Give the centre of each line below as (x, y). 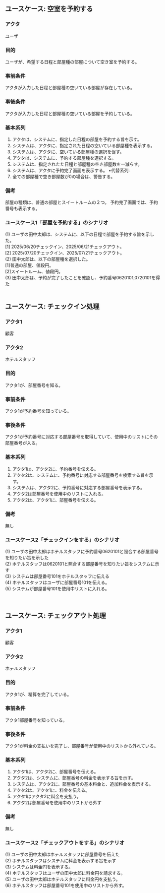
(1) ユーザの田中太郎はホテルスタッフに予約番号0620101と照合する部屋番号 (82, 552)
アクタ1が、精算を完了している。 (38, 694)
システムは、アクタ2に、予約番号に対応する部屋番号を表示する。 (79, 487)
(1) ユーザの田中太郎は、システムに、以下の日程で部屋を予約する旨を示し (80, 234)
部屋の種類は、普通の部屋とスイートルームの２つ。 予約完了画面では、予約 (82, 202)
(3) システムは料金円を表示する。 (39, 867)
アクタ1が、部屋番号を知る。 (34, 385)
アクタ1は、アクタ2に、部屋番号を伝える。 (55, 772)
